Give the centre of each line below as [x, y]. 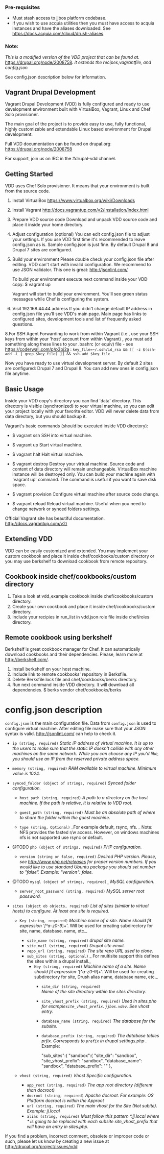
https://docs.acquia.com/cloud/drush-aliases [58, 34]
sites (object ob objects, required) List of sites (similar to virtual [80, 906]
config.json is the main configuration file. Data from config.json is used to [81, 723]
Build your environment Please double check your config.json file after [83, 259]
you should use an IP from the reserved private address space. [76, 759]
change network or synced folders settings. [56, 509]
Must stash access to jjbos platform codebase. [59, 18]
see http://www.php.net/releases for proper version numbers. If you [88, 862]
